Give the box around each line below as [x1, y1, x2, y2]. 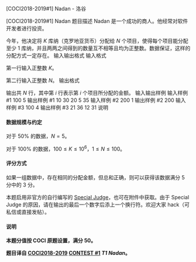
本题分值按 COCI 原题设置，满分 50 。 [6, 237, 97, 244]
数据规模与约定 [6, 118, 42, 125]
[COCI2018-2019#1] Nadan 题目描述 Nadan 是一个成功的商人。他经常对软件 [6, 18, 188, 25]
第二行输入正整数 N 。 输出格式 [6, 77, 80, 84]
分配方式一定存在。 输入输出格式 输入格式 [6, 52, 106, 59]
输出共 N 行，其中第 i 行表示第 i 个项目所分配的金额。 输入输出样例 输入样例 [6, 90, 188, 96]
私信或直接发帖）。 [6, 209, 50, 216]
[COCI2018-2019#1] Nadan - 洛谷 [6, 5, 87, 12]
